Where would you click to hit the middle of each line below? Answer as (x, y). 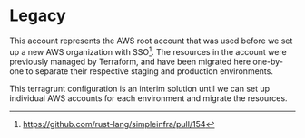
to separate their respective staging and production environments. (150, 71)
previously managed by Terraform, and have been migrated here (130, 61)
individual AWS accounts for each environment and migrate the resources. (148, 98)
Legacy (38, 16)
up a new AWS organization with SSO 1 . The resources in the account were (148, 51)
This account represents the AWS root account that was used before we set (151, 41)
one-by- (268, 61)
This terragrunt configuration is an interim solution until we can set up (140, 88)
